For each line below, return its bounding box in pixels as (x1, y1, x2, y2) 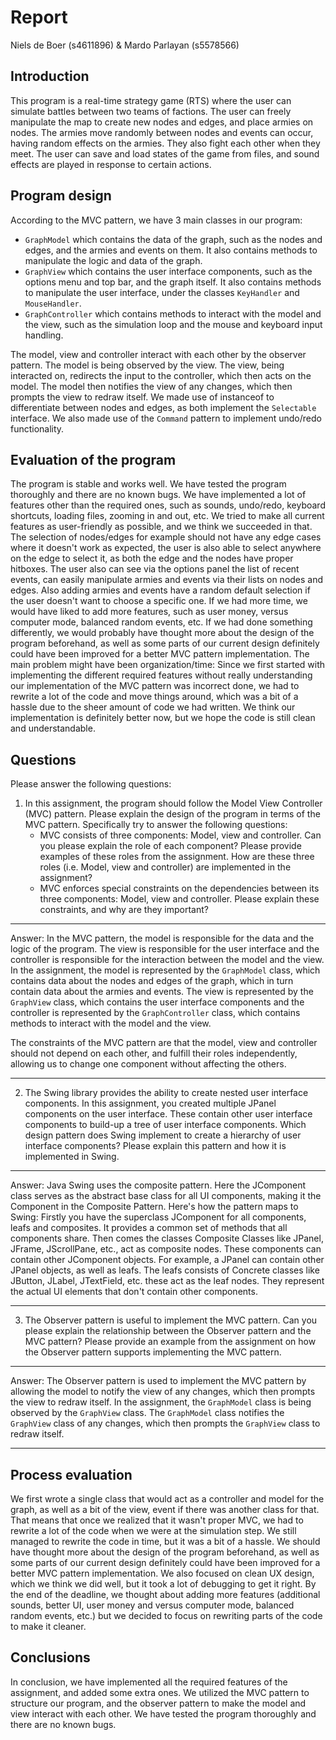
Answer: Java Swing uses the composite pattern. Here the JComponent (10, 1179, 307, 1191)
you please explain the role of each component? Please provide (39, 840, 302, 852)
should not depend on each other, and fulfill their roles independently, (10, 1047, 298, 1060)
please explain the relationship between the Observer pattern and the (24, 1325, 312, 1337)
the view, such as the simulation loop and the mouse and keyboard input (24, 318, 323, 330)
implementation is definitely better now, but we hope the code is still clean (10, 712, 316, 724)
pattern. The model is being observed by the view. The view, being (10, 359, 285, 371)
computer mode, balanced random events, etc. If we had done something (10, 616, 313, 628)
